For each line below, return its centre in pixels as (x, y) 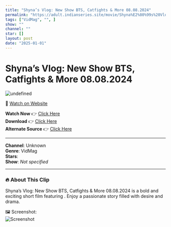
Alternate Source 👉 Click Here (39, 129)
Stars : (12, 156)
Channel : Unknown (26, 145)
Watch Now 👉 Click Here (33, 113)
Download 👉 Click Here (31, 121)
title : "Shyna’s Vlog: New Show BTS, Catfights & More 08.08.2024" (78, 10)
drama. (13, 201)
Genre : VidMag (21, 150)
